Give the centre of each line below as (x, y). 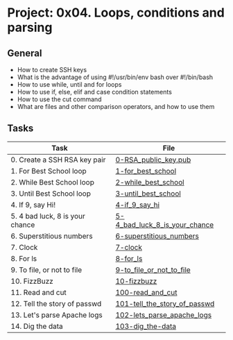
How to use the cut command (59, 99)
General (25, 53)
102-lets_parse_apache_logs (164, 315)
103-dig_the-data (146, 326)
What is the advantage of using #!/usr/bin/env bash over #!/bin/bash (115, 77)
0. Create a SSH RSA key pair (58, 160)
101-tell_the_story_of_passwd (165, 303)
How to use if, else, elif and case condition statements (94, 92)
